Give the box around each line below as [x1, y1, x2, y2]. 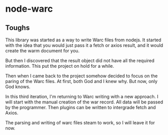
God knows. [5, 84, 31, 90]
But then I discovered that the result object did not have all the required [5, 58, 155, 64]
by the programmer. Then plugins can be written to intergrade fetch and [5, 104, 156, 110]
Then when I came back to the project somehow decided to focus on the [5, 73, 158, 79]
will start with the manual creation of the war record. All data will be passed [5, 99, 163, 105]
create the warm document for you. [5, 48, 80, 53]
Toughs [5, 23, 30, 32]
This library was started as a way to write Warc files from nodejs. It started [5, 37, 161, 43]
